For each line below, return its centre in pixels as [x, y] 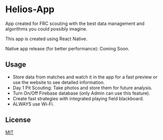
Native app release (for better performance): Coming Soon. [67, 48]
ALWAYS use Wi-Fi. [33, 104]
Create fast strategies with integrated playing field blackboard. [78, 98]
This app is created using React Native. [46, 39]
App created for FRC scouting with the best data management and [75, 23]
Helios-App [30, 9]
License [18, 120]
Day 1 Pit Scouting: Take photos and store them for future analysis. [83, 88]
